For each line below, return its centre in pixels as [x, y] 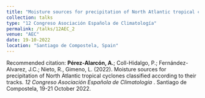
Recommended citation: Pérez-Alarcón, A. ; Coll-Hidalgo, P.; [82, 63]
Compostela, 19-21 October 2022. [49, 88]
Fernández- [174, 63]
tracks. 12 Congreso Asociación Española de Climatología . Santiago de [97, 82]
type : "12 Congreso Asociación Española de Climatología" [81, 23]
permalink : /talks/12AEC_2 [41, 29]
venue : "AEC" [23, 34]
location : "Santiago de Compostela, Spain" [63, 46]
